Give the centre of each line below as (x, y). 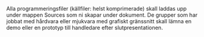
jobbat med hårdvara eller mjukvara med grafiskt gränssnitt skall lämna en (99, 21)
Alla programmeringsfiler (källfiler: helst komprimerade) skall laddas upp (97, 9)
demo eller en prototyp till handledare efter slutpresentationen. (85, 27)
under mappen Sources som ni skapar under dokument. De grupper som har (102, 15)
